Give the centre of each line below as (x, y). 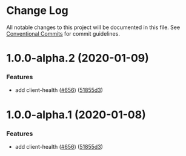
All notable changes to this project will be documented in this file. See (93, 27)
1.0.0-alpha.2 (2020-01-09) (78, 58)
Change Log (37, 11)
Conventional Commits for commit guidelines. (63, 33)
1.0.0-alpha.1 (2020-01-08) (76, 115)
